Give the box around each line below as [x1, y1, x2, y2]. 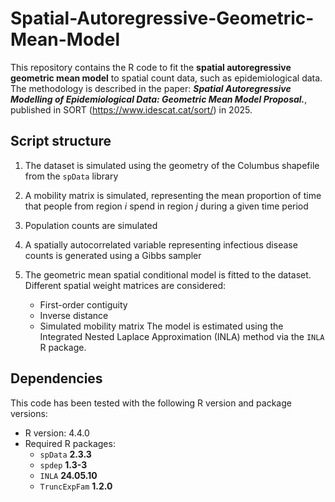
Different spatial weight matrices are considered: [24, 279, 227, 291]
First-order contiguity [39, 298, 128, 311]
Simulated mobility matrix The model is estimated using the [39, 320, 284, 332]
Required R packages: [24, 437, 116, 449]
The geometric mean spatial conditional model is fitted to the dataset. [24, 268, 312, 281]
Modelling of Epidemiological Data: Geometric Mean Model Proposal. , [10, 93, 308, 105]
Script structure [10, 133, 112, 150]
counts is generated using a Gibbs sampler [24, 249, 202, 261]
